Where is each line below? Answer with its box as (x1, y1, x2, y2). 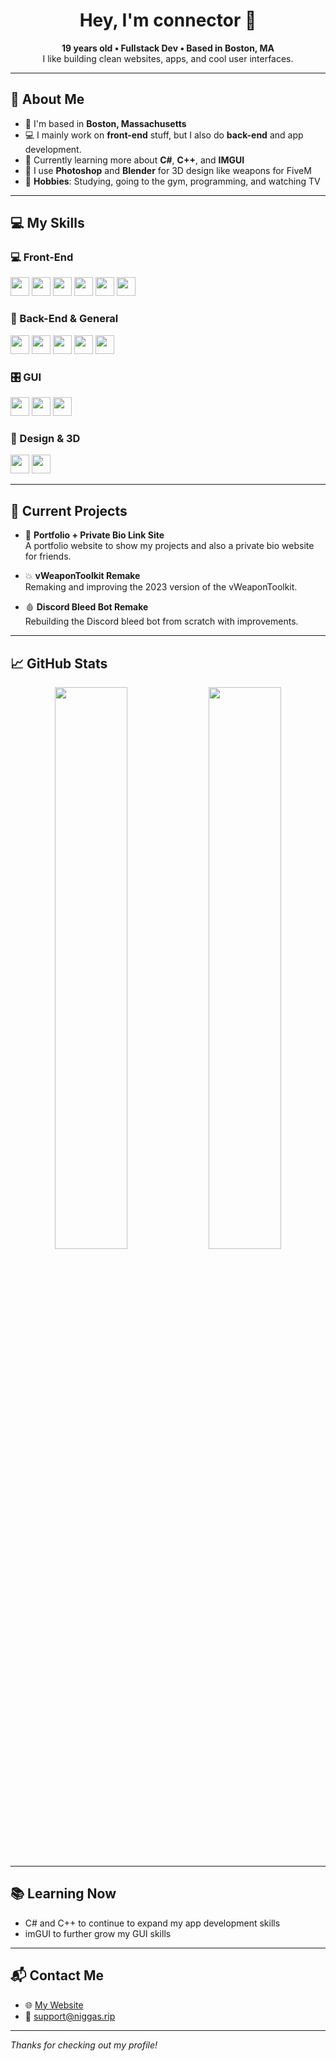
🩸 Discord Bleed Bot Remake (24, 601, 149, 613)
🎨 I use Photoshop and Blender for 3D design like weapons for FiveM (24, 164, 312, 176)
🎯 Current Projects (10, 502, 128, 519)
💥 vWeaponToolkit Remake (24, 570, 141, 582)
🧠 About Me (10, 91, 85, 108)
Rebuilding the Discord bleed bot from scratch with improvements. (24, 615, 299, 628)
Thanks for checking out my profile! (10, 2039, 158, 2051)
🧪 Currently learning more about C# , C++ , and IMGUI (24, 154, 245, 166)
